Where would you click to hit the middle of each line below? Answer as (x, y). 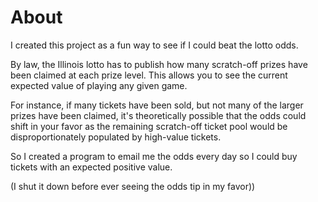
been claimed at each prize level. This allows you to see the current (149, 75)
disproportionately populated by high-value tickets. (116, 137)
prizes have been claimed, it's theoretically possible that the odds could (158, 115)
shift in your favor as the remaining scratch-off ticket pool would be (149, 126)
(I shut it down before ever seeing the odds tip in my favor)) (133, 186)
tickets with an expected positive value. (91, 167)
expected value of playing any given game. (99, 85)
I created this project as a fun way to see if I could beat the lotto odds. (154, 45)
